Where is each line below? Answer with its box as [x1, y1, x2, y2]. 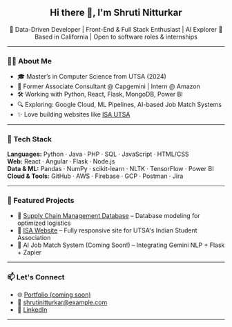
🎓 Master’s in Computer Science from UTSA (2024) [17, 72, 167, 81]
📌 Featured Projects [7, 196, 75, 206]
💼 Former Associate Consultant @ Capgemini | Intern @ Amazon [17, 82, 200, 90]
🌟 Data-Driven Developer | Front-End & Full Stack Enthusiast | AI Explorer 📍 [9, 25, 223, 33]
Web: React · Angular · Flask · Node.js [7, 157, 115, 166]
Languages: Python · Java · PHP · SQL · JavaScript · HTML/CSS [7, 150, 189, 159]
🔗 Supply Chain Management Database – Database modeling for [17, 211, 200, 219]
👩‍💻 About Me [7, 56, 52, 66]
